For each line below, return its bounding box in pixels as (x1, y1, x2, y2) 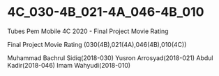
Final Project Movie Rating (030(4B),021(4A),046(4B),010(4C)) (7, 40, 187, 48)
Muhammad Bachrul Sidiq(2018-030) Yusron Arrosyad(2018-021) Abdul (7, 53, 213, 62)
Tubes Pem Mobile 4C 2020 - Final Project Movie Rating (7, 27, 169, 35)
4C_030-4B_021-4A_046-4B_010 (7, 4, 204, 20)
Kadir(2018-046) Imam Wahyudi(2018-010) (7, 61, 131, 69)
